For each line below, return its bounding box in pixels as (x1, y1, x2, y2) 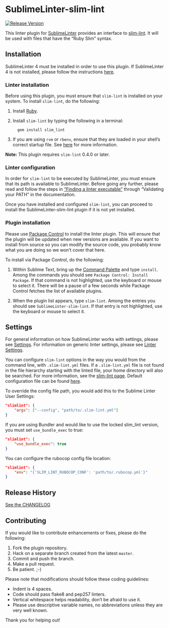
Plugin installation (5, 219, 50, 226)
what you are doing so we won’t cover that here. (5, 247, 106, 253)
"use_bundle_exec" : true (14, 441, 67, 446)
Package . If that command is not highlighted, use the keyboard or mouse (12, 277, 162, 283)
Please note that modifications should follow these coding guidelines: (5, 576, 150, 582)
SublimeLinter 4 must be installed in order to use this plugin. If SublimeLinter (5, 63, 164, 69)
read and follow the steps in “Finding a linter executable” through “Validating (5, 186, 164, 192)
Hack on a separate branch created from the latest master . (12, 550, 134, 556)
